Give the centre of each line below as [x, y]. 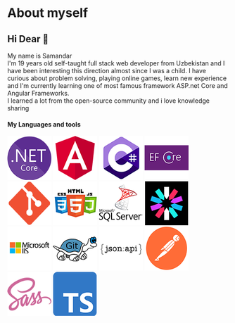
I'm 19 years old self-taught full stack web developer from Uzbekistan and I [116, 63]
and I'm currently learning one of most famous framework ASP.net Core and [118, 85]
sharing [18, 108]
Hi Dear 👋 [28, 39]
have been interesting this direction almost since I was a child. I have [107, 71]
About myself [48, 13]
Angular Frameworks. [38, 93]
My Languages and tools [44, 124]
